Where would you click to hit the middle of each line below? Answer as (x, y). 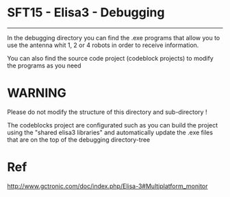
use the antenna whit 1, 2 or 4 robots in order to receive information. (103, 45)
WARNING (37, 93)
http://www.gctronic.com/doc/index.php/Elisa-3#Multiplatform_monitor (107, 186)
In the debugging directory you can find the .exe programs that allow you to (114, 37)
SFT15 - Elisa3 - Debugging (86, 13)
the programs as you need (44, 65)
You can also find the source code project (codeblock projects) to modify (110, 58)
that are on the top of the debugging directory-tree (79, 139)
